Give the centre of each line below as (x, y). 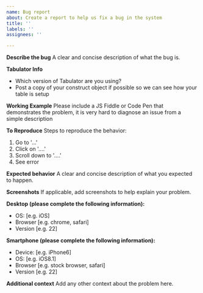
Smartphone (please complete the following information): (81, 241)
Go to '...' (26, 143)
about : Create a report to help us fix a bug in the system (84, 18)
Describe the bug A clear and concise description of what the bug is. (93, 57)
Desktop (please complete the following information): (76, 204)
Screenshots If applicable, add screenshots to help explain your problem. (99, 192)
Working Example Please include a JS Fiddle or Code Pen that (85, 106)
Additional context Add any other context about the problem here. (90, 284)
